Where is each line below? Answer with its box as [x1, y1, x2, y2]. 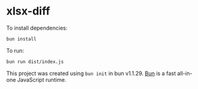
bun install [6, 36, 37, 42]
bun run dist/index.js [6, 59, 64, 65]
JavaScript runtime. [17, 76, 67, 83]
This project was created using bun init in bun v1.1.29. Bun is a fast [6, 70, 176, 77]
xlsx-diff [6, 4, 51, 18]
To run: [6, 47, 24, 54]
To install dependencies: [6, 24, 68, 31]
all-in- [177, 70, 193, 77]
